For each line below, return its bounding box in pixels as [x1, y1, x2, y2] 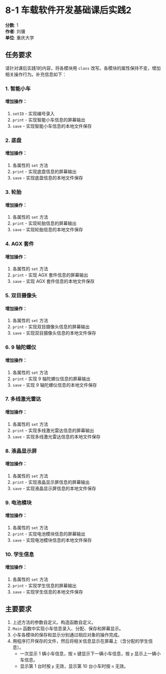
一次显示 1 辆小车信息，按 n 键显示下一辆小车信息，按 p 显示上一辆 [19, 650, 156, 656]
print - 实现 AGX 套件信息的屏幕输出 [12, 272, 88, 278]
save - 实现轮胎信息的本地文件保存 [12, 227, 83, 233]
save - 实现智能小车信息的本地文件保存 [12, 123, 92, 129]
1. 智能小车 [5, 85, 31, 92]
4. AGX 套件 [5, 240, 34, 247]
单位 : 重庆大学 [5, 35, 34, 41]
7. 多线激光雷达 [5, 396, 41, 403]
